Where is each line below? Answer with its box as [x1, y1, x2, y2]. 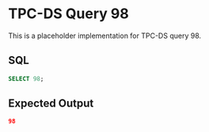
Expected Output [8, 96, 94, 111]
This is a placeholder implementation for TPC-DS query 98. [8, 31, 202, 40]
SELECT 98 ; [8, 74, 44, 83]
